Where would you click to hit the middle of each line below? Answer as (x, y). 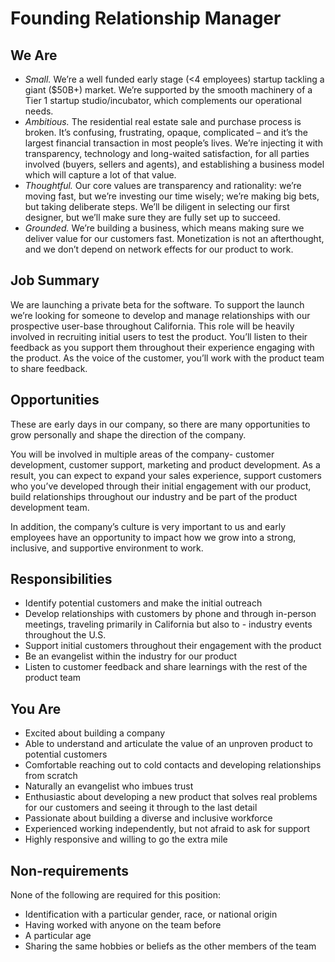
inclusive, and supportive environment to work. (107, 548)
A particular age (58, 936)
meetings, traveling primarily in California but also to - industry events (168, 624)
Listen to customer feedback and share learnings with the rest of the (166, 667)
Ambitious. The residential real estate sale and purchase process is (163, 121)
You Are (36, 708)
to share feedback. (49, 368)
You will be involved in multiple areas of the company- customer (142, 454)
